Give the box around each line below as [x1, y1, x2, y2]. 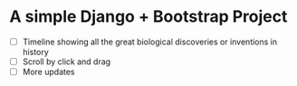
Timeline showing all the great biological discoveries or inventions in [22, 36, 278, 47]
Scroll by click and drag [22, 56, 111, 67]
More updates [22, 66, 75, 78]
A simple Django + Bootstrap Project [9, 6, 288, 27]
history [22, 47, 50, 57]
